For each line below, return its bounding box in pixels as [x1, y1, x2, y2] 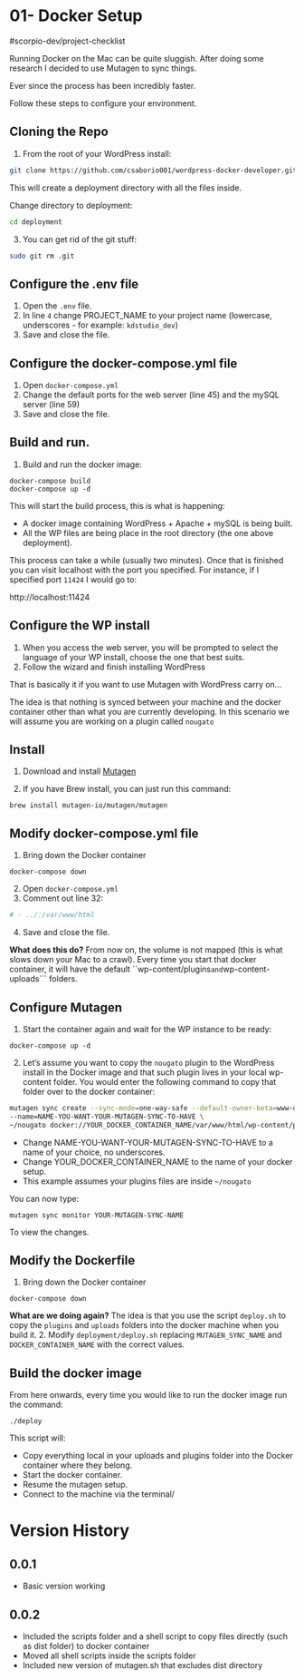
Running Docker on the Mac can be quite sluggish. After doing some [9, 53, 264, 63]
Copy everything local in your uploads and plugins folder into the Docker [22, 1450, 294, 1461]
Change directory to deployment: [9, 200, 133, 210]
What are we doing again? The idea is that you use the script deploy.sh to [9, 1310, 287, 1321]
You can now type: [9, 1193, 80, 1204]
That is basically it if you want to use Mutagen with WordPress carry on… [9, 679, 282, 689]
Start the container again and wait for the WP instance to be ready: [22, 1023, 272, 1034]
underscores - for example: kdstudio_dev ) [22, 319, 179, 331]
